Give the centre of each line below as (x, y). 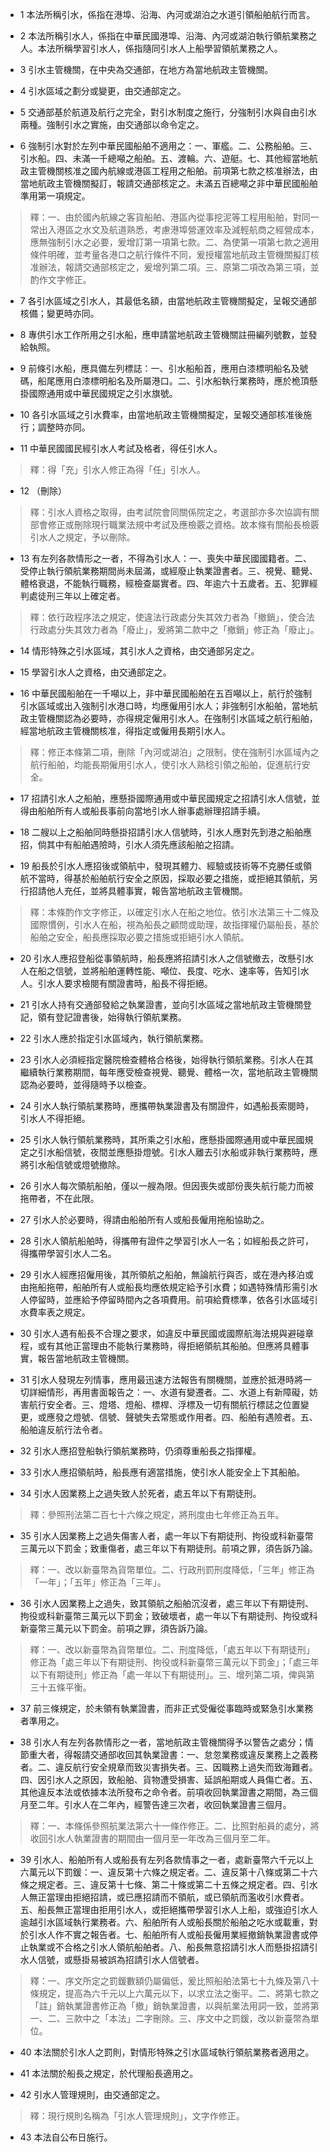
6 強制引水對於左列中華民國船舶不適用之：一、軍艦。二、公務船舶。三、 (168, 146)
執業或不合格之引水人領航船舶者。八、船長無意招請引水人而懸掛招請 (169, 1947)
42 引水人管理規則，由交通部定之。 (92, 2094)
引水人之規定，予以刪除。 (82, 537)
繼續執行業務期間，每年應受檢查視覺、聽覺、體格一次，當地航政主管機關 (168, 1072)
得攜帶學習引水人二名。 (68, 1253)
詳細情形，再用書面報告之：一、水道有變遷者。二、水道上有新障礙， (169, 1392)
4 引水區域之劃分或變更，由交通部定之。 (103, 91)
